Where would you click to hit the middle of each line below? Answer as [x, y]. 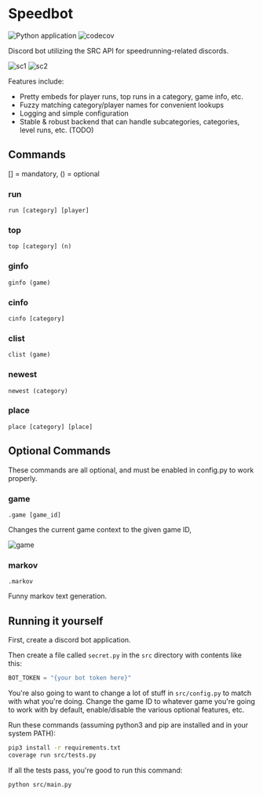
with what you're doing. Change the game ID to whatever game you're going [131, 701]
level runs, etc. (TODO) [57, 130]
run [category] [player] [49, 211]
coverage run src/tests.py [52, 755]
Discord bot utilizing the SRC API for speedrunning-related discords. [119, 50]
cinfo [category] [37, 318]
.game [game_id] [35, 515]
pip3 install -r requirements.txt [65, 748]
